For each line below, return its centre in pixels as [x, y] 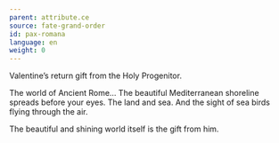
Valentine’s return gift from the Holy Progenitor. [96, 75]
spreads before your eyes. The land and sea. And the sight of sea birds [139, 102]
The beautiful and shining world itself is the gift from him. [114, 129]
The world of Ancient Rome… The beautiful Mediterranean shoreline [135, 93]
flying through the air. [49, 112]
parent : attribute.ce [49, 17]
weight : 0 [28, 51]
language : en [33, 42]
